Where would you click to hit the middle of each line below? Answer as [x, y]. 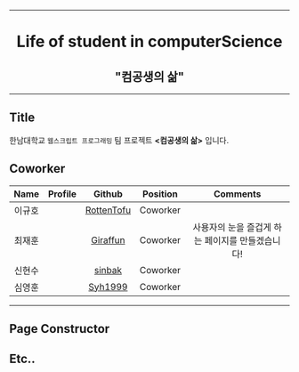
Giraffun [108, 239]
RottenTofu [108, 210]
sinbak [108, 270]
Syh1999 [108, 287]
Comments [237, 194]
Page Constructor [60, 329]
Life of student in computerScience [149, 42]
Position [160, 194]
